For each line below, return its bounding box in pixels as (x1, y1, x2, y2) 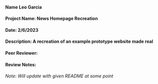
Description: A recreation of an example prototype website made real (5, 38, 153, 45)
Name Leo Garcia (5, 4, 42, 10)
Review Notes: (5, 61, 36, 67)
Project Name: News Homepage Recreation (5, 16, 98, 22)
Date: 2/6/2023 (5, 27, 39, 33)
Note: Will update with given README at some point (5, 73, 114, 79)
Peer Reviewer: (5, 50, 38, 56)
